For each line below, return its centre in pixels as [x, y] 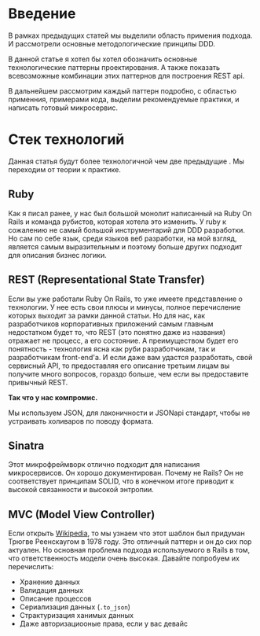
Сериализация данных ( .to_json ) [75, 607]
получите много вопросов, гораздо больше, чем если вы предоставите [128, 373]
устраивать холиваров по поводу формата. [81, 421]
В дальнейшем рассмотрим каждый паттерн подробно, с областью [123, 90]
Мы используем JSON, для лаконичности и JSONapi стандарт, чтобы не [129, 413]
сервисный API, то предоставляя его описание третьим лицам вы [119, 366]
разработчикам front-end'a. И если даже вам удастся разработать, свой [130, 357]
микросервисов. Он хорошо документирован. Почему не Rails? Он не [126, 473]
